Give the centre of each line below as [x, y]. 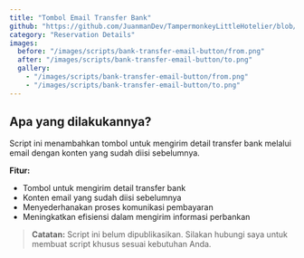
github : [24, 26]
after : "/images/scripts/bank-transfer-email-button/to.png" [135, 60]
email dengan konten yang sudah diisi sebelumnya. [105, 153]
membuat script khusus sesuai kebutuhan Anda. [121, 244]
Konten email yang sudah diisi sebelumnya [102, 198]
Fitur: [20, 171]
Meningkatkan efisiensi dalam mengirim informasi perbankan [136, 217]
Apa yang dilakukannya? [81, 122]
